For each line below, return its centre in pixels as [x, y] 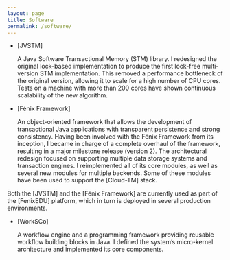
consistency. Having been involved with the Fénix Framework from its [115, 137]
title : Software [30, 20]
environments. [27, 208]
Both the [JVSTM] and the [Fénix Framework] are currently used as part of [113, 193]
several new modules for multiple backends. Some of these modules [114, 173]
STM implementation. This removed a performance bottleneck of [131, 73]
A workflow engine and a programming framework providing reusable [115, 235]
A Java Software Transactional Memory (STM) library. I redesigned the [117, 59]
